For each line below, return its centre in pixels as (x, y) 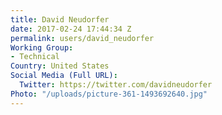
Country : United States (60, 66)
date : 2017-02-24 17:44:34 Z (71, 29)
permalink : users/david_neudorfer (82, 38)
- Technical (35, 57)
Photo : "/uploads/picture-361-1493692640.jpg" (109, 94)
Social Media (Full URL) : (64, 76)
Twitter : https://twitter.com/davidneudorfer (116, 85)
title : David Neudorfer (60, 19)
